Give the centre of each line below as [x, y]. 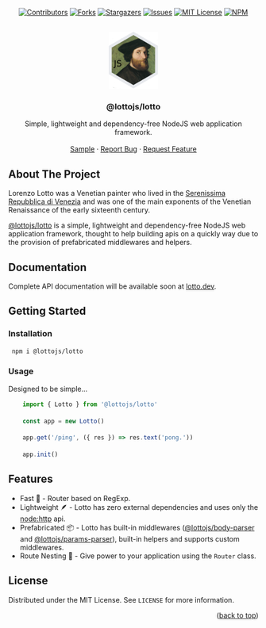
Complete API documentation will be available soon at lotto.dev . [112, 286]
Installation [31, 334]
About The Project [54, 174]
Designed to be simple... [48, 389]
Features [31, 479]
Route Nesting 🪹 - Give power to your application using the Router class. [138, 556]
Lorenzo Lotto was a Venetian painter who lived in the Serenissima [117, 193]
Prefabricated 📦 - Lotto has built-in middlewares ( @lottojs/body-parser [137, 527]
